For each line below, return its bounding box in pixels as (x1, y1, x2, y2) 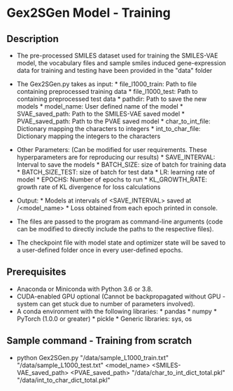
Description (6, 33, 59, 45)
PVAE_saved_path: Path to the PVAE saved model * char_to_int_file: (16, 117, 211, 125)
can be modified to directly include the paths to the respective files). (16, 225, 214, 233)
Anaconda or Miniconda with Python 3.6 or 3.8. (16, 284, 153, 293)
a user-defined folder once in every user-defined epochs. (16, 246, 183, 254)
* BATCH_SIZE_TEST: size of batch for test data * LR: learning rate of (16, 168, 215, 176)
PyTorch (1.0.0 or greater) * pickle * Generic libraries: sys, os (16, 314, 192, 323)
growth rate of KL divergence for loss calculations (16, 183, 161, 191)
